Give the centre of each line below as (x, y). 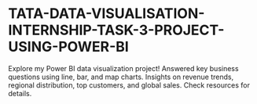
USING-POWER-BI (69, 47)
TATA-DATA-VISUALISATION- (106, 14)
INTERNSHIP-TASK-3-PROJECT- (116, 30)
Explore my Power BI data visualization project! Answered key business (123, 68)
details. (20, 93)
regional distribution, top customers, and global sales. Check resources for (129, 85)
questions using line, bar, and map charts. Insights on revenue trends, (121, 77)
